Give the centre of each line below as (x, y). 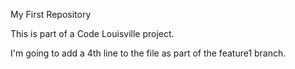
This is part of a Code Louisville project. (92, 33)
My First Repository (51, 14)
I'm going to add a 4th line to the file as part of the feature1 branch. (148, 53)
